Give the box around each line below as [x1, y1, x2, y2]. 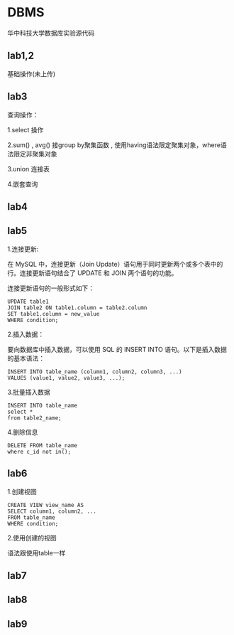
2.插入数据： [7, 330, 45, 338]
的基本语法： [7, 353, 45, 363]
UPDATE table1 [7, 298, 50, 305]
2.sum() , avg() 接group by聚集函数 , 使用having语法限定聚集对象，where [7, 140, 221, 149]
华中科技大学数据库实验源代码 [7, 28, 94, 37]
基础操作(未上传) [7, 69, 56, 78]
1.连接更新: [7, 245, 39, 253]
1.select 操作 [7, 125, 44, 134]
